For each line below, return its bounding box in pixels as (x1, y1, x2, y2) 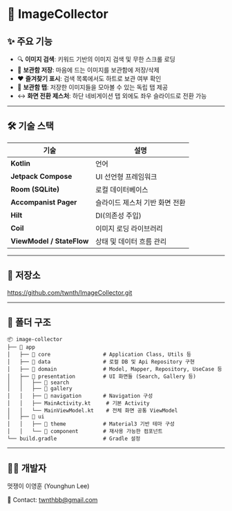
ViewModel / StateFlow (10, 236, 89, 246)
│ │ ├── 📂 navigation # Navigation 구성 (7, 393, 153, 400)
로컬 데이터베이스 (95, 184, 148, 194)
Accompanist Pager (10, 197, 77, 206)
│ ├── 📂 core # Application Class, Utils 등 (7, 351, 192, 358)
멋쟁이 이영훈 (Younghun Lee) (7, 482, 90, 490)
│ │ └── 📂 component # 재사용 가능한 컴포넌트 (7, 428, 163, 435)
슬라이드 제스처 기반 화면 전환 (95, 197, 186, 207)
